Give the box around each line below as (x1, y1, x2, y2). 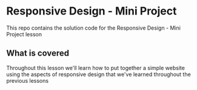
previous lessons (6, 77, 49, 84)
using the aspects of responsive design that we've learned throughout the (6, 71, 191, 78)
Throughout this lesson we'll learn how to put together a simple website (6, 64, 185, 71)
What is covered (6, 48, 70, 59)
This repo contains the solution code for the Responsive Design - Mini (6, 24, 181, 31)
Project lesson (6, 30, 42, 37)
